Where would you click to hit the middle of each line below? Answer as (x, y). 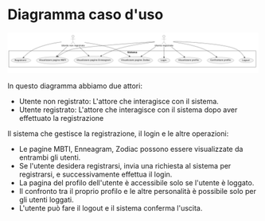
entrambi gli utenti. (50, 157)
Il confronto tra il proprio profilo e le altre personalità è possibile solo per (137, 191)
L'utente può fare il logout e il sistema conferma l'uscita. (111, 207)
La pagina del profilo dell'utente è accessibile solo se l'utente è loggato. (136, 182)
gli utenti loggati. (46, 200)
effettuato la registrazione (61, 118)
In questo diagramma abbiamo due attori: (75, 86)
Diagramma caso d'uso (86, 15)
